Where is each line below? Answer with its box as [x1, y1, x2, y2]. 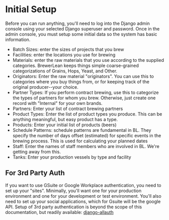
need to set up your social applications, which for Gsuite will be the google [5, 198, 161, 204]
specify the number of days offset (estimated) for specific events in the [12, 132, 161, 138]
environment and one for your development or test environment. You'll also [5, 193, 162, 199]
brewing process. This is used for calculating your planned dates [12, 138, 148, 144]
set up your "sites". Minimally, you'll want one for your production [5, 188, 142, 194]
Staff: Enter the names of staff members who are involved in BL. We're [12, 143, 159, 149]
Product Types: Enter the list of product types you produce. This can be [12, 111, 162, 117]
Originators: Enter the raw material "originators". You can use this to [12, 73, 154, 79]
